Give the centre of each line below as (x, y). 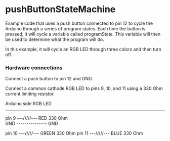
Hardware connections (34, 68)
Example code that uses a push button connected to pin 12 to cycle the (79, 23)
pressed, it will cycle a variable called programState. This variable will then (83, 34)
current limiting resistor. (30, 94)
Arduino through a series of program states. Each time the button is (75, 28)
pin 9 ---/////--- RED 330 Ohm (37, 118)
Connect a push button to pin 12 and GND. (49, 79)
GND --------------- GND (32, 124)
